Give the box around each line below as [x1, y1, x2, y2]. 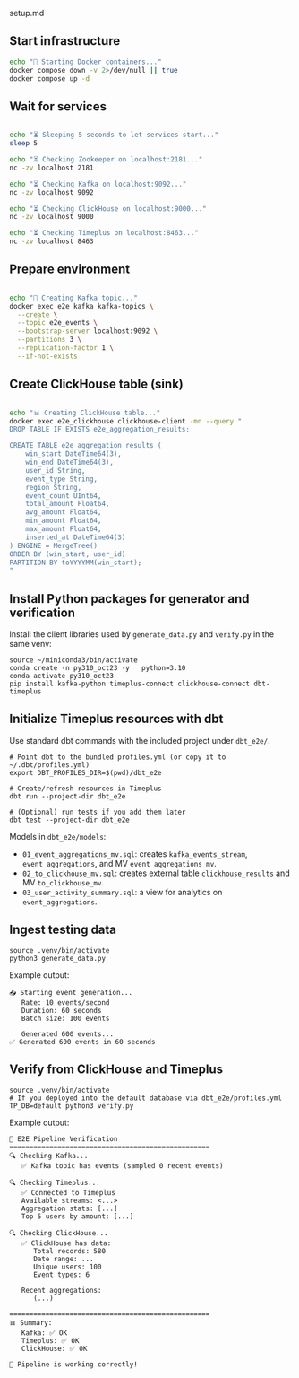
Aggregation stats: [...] [21, 1204, 118, 1213]
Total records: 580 [32, 1246, 106, 1255]
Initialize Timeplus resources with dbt [9, 711, 224, 727]
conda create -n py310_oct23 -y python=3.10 [9, 664, 186, 673]
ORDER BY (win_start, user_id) [9, 549, 126, 559]
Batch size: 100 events [21, 1014, 110, 1023]
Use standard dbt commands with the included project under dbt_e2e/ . [9, 735, 270, 746]
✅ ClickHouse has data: [21, 1238, 112, 1248]
